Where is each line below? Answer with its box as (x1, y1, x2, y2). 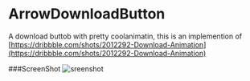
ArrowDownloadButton (8, 5, 166, 23)
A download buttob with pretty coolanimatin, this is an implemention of (8, 31, 243, 41)
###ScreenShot (8, 63, 61, 73)
